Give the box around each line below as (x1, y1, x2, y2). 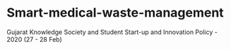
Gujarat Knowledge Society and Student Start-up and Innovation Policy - (6, 28, 218, 36)
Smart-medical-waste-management (6, 5, 224, 21)
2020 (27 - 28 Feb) (6, 35, 63, 43)
